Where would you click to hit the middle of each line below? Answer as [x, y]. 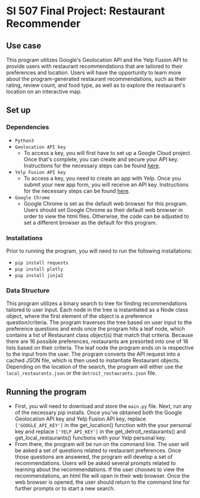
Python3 [24, 141]
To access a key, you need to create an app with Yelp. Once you [102, 178]
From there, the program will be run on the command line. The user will [102, 444]
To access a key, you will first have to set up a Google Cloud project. [107, 152]
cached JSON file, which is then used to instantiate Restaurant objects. [93, 360]
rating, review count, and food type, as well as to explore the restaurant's [96, 85]
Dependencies [28, 127]
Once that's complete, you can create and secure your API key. [101, 159]
